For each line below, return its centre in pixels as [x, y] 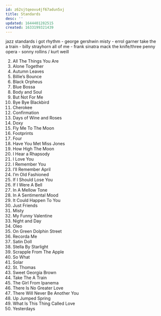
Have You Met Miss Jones [39, 144]
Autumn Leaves [28, 71]
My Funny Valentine [32, 216]
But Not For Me [28, 97]
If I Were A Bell [27, 185]
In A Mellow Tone [30, 190]
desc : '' [14, 18]
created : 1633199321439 [30, 28]
